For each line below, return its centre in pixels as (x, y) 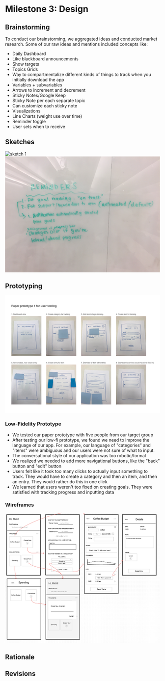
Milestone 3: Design (47, 9)
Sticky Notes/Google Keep (39, 95)
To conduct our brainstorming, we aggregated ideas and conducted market (81, 39)
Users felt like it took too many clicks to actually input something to (80, 471)
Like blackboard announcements (45, 59)
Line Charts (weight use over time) (47, 116)
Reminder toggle (29, 121)
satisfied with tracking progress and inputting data (63, 492)
